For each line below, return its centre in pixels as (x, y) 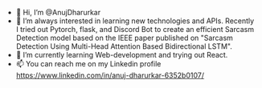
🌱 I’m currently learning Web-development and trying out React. (122, 55)
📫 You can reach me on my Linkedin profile (88, 64)
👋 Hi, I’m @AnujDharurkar (58, 12)
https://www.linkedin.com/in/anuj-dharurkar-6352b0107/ (110, 75)
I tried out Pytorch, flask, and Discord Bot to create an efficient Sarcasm (135, 29)
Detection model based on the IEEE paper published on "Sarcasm (124, 38)
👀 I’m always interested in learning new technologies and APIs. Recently (135, 21)
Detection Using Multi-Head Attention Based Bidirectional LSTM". (124, 46)
